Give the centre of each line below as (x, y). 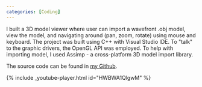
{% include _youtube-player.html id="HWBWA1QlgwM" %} (79, 77)
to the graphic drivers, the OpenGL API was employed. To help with (90, 48)
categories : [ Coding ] (33, 12)
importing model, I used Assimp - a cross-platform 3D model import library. (100, 54)
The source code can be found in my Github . (62, 66)
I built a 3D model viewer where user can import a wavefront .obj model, (96, 29)
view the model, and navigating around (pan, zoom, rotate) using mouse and (101, 35)
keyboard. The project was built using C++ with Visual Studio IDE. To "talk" (99, 41)
